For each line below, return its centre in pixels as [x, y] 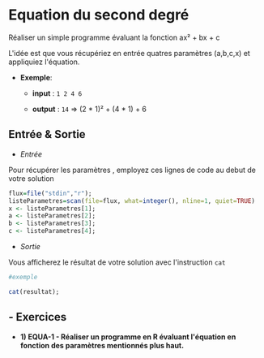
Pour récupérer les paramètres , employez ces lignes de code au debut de [132, 170]
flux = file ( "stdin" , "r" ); [50, 193]
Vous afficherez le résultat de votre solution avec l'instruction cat [117, 262]
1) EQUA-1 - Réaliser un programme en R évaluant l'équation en [128, 336]
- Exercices [38, 317]
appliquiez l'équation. [44, 62]
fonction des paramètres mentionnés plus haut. [102, 345]
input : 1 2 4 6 [57, 93]
